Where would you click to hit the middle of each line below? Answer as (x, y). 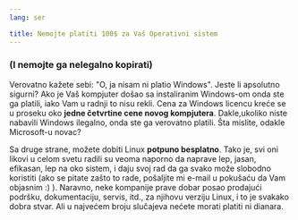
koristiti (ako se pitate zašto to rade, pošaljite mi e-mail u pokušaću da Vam (148, 178)
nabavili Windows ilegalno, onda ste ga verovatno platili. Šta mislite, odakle (147, 123)
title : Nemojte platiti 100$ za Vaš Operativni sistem (114, 34)
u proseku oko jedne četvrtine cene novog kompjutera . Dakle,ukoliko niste (149, 113)
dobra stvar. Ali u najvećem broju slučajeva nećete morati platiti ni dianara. (146, 206)
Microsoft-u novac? (46, 131)
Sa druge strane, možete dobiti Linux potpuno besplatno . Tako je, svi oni (144, 149)
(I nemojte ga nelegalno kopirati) (81, 65)
